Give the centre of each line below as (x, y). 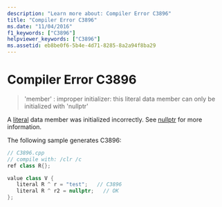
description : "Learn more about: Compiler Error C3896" (89, 13)
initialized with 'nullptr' (56, 106)
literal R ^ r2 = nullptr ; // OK (67, 191)
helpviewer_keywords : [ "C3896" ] (54, 39)
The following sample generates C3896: (64, 140)
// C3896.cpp (26, 152)
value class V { (30, 178)
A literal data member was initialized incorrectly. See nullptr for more (105, 119)
